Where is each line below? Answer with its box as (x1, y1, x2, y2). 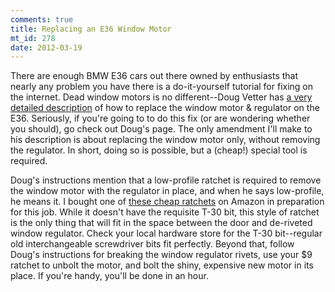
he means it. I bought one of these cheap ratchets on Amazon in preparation (10, 196, 325, 208)
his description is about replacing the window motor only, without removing (10, 134, 321, 146)
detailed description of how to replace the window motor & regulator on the (10, 102, 320, 114)
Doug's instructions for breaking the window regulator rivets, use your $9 (10, 249, 313, 261)
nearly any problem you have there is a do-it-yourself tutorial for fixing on (10, 81, 314, 93)
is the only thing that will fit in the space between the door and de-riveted (10, 217, 313, 229)
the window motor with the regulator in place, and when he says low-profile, (10, 185, 325, 197)
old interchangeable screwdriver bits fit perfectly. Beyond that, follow (10, 238, 295, 250)
